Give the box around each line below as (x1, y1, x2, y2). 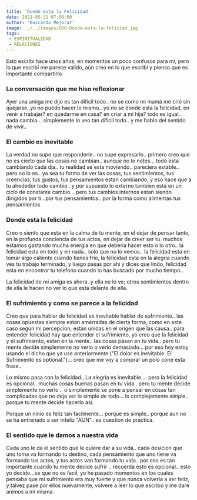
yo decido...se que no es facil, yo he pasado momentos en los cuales (6, 469, 173, 476)
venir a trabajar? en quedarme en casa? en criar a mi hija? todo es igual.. (6, 111, 182, 118)
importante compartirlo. (6, 70, 64, 77)
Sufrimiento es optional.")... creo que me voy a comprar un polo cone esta (6, 356, 185, 364)
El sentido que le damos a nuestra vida (6, 431, 119, 439)
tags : (6, 31, 19, 36)
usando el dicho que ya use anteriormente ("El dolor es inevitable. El (6, 350, 172, 357)
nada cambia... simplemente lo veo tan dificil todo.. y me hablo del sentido (6, 117, 186, 124)
